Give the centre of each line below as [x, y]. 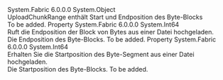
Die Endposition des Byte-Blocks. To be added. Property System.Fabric [112, 39]
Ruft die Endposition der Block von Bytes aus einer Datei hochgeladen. [111, 32]
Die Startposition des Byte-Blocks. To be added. [78, 69]
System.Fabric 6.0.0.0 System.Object [61, 9]
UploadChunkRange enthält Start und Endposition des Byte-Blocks [105, 17]
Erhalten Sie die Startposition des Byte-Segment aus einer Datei [101, 54]
